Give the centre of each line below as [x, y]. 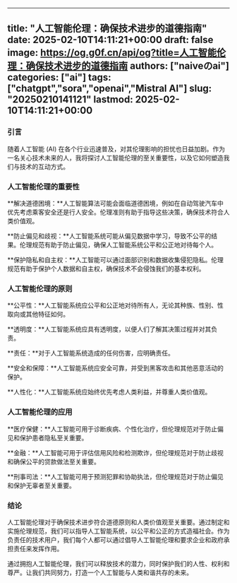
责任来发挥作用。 [38, 548]
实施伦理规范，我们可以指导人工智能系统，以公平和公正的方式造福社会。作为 [119, 531]
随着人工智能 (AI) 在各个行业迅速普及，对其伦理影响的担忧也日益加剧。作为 [116, 148]
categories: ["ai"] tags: [59, 77]
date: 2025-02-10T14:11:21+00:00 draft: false [110, 40]
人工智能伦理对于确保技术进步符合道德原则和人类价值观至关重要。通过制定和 [119, 522]
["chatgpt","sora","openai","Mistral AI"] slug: [110, 89]
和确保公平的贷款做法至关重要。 [54, 461]
